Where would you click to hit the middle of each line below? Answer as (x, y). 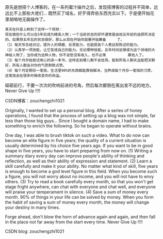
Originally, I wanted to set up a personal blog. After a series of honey (73, 110)
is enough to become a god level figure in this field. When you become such (81, 171)
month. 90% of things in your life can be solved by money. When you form (79, 197)
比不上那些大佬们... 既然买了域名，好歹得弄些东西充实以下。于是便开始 (80, 13)
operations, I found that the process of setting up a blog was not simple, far (81, 116)
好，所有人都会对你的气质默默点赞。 (36, 65)
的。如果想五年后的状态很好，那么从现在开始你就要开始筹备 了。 (65, 40)
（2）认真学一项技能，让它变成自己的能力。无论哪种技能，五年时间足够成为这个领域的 (78, 50)
